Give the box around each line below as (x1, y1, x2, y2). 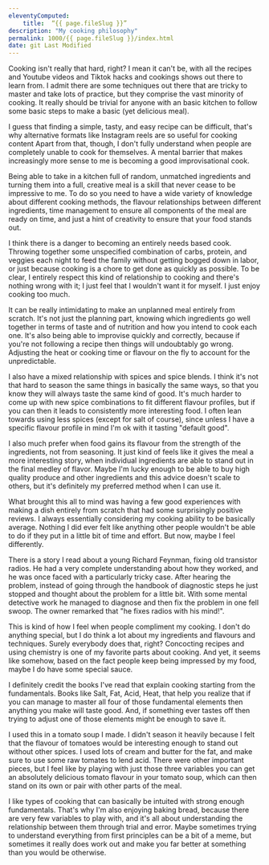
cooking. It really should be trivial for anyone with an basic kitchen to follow (8, 98, 258, 108)
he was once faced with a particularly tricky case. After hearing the (8, 572, 231, 582)
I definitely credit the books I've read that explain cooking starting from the (8, 680, 255, 690)
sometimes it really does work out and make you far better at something (8, 839, 247, 849)
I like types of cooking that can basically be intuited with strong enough (8, 797, 245, 806)
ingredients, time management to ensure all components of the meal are (8, 206, 247, 215)
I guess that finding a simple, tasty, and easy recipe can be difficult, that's (8, 122, 253, 132)
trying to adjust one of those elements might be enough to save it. (8, 714, 226, 724)
